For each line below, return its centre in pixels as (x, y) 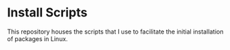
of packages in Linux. (37, 38)
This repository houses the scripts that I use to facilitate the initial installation (115, 32)
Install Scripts (47, 13)
